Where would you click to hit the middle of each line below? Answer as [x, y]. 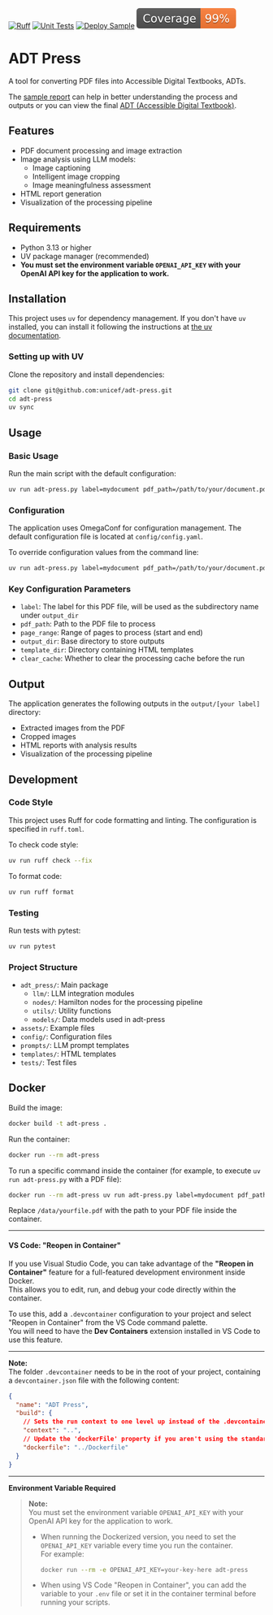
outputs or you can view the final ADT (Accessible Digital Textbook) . [123, 105]
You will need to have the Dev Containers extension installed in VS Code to [134, 1331]
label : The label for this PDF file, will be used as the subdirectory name [139, 607]
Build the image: [35, 1107]
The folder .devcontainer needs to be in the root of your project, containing [134, 1371]
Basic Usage [34, 456]
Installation [37, 299]
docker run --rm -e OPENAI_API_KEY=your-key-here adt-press [144, 1570]
